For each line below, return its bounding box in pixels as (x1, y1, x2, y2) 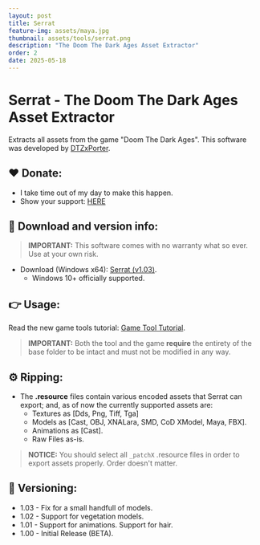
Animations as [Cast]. (31, 426, 104, 436)
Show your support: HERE (19, 196, 106, 205)
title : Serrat (8, 19, 56, 27)
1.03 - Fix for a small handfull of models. (19, 502, 153, 512)
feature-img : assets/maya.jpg (8, 26, 110, 35)
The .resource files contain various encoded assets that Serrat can (19, 392, 242, 401)
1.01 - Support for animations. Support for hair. (19, 519, 173, 530)
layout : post (8, 11, 52, 20)
